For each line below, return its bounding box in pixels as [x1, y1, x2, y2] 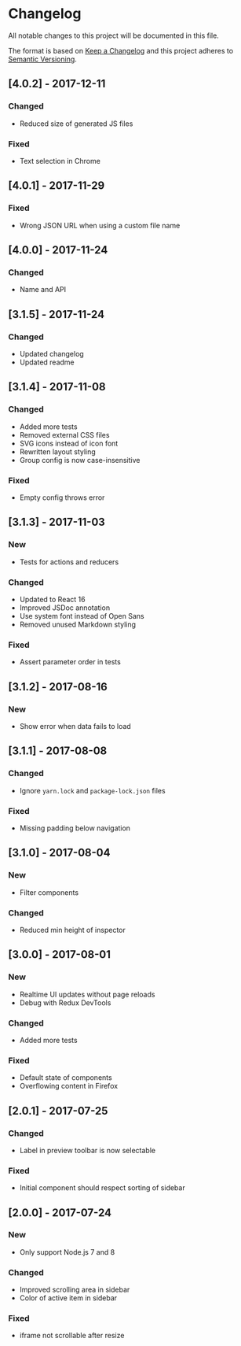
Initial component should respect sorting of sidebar [19, 1183, 186, 1193]
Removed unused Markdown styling [19, 619, 136, 629]
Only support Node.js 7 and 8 [19, 1247, 115, 1256]
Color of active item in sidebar [19, 1293, 118, 1303]
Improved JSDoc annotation [19, 603, 111, 612]
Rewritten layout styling [19, 446, 96, 457]
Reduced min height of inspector [19, 925, 126, 934]
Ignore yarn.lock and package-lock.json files [19, 786, 166, 795]
